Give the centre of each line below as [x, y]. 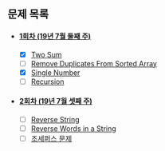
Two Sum [46, 54]
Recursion [47, 81]
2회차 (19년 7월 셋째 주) [55, 101]
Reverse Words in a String [73, 129]
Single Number [55, 72]
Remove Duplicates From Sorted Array [94, 63]
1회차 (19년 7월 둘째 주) [55, 36]
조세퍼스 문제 [51, 139]
